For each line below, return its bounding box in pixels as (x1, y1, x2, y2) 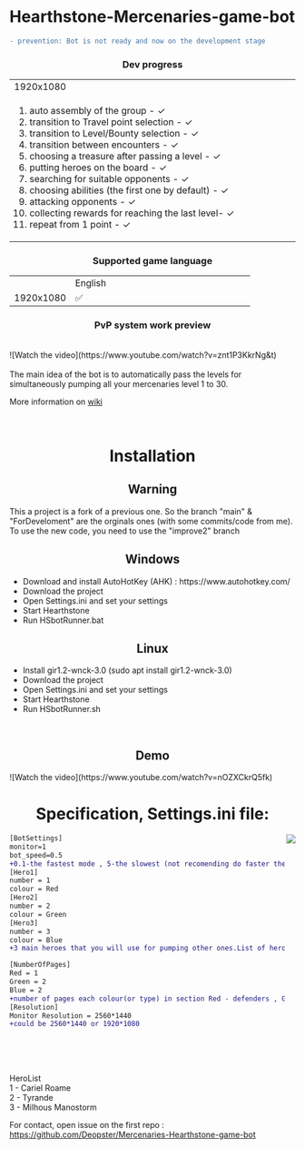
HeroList (9, 1073, 42, 1084)
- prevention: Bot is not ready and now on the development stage (9, 36, 266, 46)
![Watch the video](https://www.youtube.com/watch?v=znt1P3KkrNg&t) (9, 349, 277, 361)
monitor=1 (9, 842, 47, 851)
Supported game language (92, 255, 213, 268)
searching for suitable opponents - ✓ (29, 173, 190, 186)
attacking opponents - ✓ (29, 196, 136, 208)
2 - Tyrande (9, 1093, 54, 1103)
